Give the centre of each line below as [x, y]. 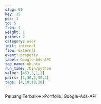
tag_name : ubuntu [23, 64]
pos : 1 [12, 19]
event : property [21, 55]
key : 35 [13, 14]
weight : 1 [15, 32]
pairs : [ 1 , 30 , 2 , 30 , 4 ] [27, 78]
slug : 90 [14, 10]
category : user [20, 42]
